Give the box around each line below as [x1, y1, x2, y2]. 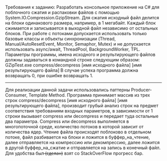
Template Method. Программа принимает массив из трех [28, 92, 150, 98]
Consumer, [5, 92, 28, 98]
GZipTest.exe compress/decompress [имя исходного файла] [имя [5, 62, 142, 68]
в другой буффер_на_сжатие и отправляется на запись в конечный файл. [5, 145, 161, 151]
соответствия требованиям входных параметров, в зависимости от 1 [5, 108, 153, 113]
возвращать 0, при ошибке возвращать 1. [5, 73, 93, 78]
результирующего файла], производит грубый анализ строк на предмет [5, 103, 159, 108]
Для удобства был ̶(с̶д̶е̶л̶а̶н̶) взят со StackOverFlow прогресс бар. [5, 151, 144, 156]
